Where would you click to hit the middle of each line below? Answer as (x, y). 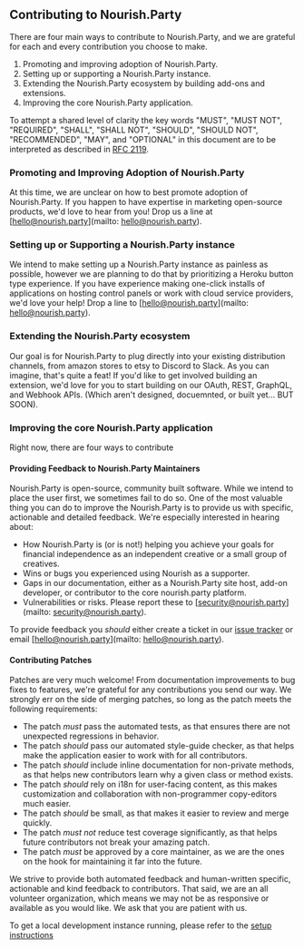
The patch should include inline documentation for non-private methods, (158, 765)
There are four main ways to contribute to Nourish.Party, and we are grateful (152, 36)
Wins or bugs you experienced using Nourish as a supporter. (136, 573)
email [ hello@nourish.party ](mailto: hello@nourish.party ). (117, 640)
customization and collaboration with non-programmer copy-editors (150, 794)
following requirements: (54, 709)
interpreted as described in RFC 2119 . (79, 149)
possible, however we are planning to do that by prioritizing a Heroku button (152, 274)
